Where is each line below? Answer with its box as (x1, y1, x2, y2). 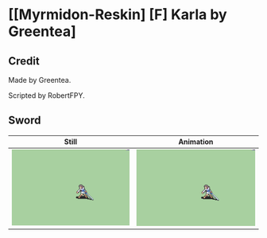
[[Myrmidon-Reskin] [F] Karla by (8, 6, 228, 24)
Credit (8, 54, 40, 68)
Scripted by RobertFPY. (8, 91, 85, 100)
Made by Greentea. (8, 76, 72, 84)
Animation (178, 137, 214, 146)
